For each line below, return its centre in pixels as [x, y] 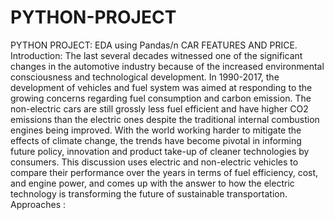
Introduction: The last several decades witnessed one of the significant [156, 55]
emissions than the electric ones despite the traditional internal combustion [165, 119]
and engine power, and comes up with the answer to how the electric [152, 183]
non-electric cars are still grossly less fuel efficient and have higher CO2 [159, 108]
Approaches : [38, 204]
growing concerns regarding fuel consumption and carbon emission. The [161, 98]
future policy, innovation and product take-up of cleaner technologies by [160, 151]
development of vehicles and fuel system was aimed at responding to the [161, 87]
